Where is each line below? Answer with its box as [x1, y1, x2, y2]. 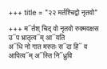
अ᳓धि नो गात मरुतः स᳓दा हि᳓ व [8, 42, 88, 51]
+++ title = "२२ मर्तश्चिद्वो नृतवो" [8, 8, 98, 17]
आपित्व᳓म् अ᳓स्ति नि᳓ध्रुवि [8, 51, 73, 60]
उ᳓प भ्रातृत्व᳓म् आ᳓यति [8, 33, 65, 42]
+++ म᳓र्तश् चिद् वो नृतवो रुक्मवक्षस [8, 24, 99, 33]
